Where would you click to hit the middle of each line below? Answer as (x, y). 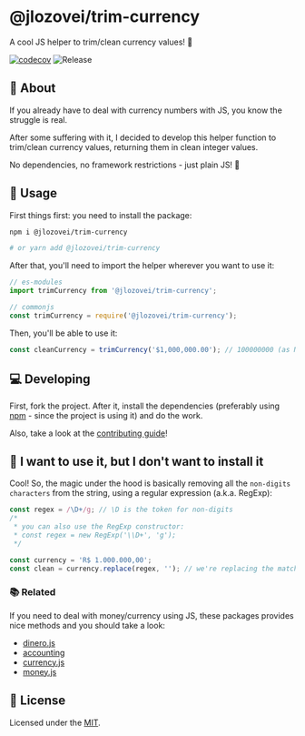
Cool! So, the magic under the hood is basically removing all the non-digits (150, 483)
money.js (39, 671)
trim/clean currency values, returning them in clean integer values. (134, 146)
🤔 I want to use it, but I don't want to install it (137, 461)
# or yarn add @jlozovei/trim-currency (85, 248)
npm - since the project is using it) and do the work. (106, 415)
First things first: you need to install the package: (101, 215)
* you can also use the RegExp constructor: (98, 527)
